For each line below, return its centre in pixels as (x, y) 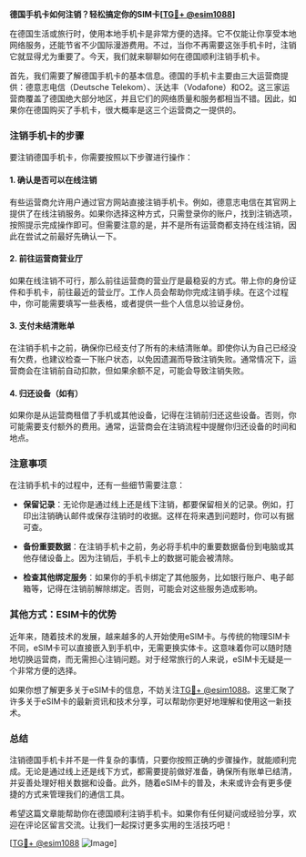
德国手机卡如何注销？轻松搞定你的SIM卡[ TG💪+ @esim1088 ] (122, 14)
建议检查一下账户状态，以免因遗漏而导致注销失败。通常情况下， (168, 359)
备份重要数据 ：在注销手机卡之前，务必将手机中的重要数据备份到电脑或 (154, 546)
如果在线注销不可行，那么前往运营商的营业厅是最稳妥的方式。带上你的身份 (149, 281)
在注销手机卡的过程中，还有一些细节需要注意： (97, 485)
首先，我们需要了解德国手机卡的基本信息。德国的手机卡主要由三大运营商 (145, 76)
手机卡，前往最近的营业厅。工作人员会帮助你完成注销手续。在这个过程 (157, 291)
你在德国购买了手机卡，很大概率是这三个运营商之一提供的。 (129, 110)
